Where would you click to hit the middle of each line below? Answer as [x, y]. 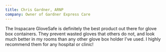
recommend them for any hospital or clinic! [49, 44]
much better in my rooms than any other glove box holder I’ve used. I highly [83, 39]
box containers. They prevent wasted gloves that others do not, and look [80, 34]
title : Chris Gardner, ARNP [34, 10]
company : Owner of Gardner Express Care [48, 14]
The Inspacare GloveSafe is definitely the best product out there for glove [81, 28]
